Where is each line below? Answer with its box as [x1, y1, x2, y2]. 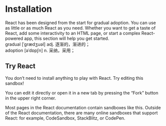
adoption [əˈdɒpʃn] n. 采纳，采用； [5, 47, 75, 53]
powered [5, 35, 23, 41]
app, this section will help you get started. [24, 35, 110, 41]
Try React [5, 62, 36, 70]
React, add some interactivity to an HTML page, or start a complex [5, 30, 141, 36]
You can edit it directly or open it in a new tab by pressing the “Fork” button [5, 90, 159, 95]
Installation [5, 3, 52, 15]
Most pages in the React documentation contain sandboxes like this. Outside [5, 104, 161, 110]
